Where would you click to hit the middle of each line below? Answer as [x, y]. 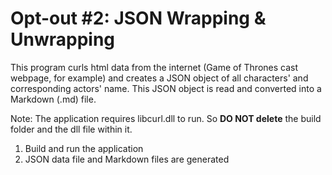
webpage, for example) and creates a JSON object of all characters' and [159, 78]
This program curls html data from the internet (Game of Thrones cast [154, 67]
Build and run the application [84, 148]
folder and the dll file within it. [71, 129]
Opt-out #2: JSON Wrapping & [138, 18]
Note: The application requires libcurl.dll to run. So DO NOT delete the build [166, 118]
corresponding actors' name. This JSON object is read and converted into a [166, 88]
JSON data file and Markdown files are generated [127, 159]
